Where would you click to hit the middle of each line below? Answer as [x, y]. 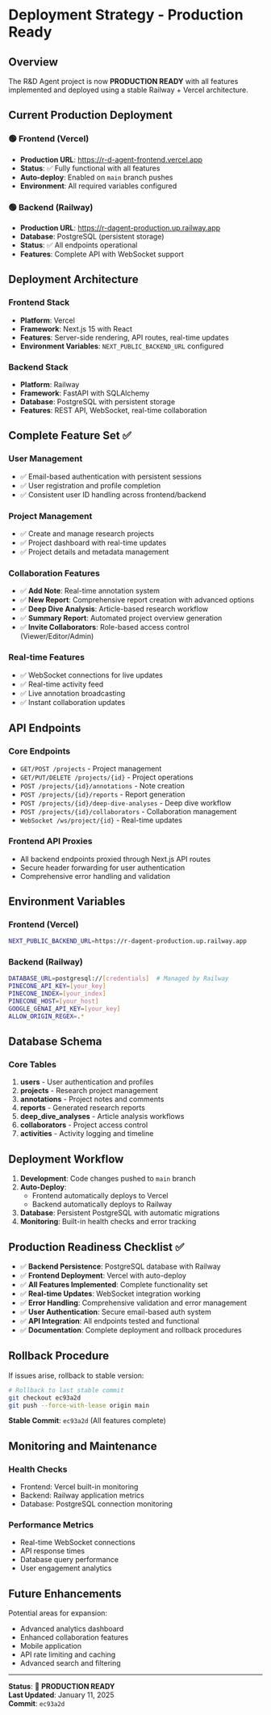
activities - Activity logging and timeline [87, 1134]
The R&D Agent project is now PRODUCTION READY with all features [123, 81]
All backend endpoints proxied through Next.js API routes [115, 859]
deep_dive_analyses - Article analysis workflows [102, 1117]
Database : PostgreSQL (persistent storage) [92, 236]
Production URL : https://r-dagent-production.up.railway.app [120, 227]
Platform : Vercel [47, 320]
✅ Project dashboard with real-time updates [93, 543]
